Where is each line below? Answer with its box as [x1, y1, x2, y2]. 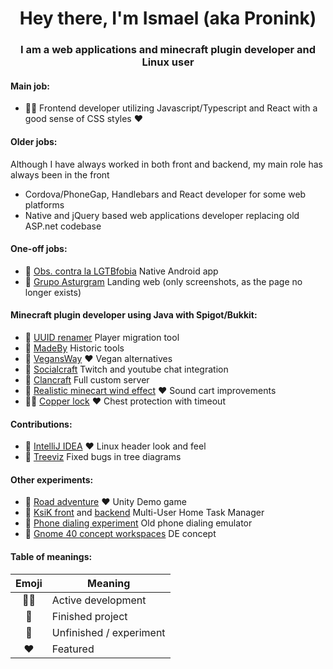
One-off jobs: [10, 243, 68, 255]
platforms [24, 198, 65, 211]
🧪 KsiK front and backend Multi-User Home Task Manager [24, 507, 265, 519]
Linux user [141, 55, 195, 69]
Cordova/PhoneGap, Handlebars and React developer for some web [24, 188, 307, 200]
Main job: [10, 80, 50, 92]
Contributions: [10, 418, 73, 430]
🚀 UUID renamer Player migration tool [24, 331, 180, 343]
